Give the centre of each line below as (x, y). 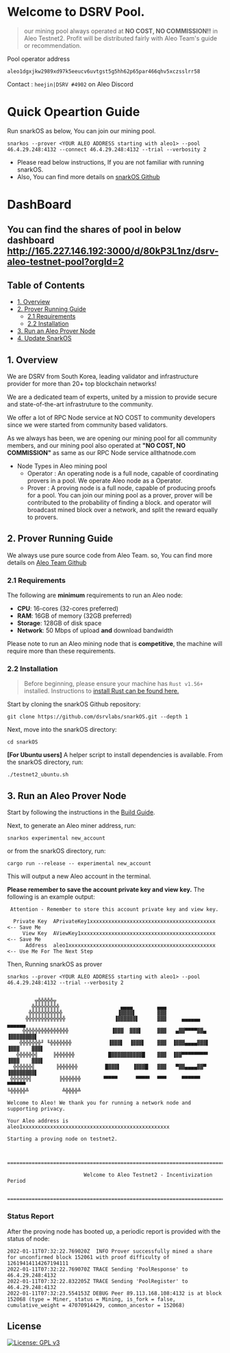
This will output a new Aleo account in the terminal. (79, 877)
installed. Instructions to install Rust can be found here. (101, 691)
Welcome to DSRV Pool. (76, 12)
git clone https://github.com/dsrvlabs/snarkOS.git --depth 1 (98, 717)
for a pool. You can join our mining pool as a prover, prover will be (120, 496)
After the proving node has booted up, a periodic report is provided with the (114, 1231)
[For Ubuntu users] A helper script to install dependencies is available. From (115, 755)
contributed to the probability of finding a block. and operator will (119, 502)
